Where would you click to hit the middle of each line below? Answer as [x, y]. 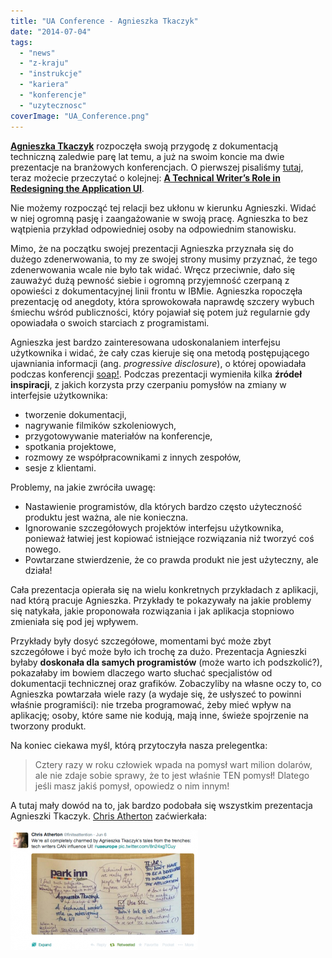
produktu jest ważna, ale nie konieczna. [106, 517]
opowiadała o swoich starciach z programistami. [110, 322]
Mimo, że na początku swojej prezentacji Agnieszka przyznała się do [152, 248]
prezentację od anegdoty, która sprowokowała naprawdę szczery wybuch [162, 301]
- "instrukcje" [51, 74]
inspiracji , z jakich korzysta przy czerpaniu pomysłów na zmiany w [148, 384]
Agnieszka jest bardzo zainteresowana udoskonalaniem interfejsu [145, 342]
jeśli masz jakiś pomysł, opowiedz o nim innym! [132, 786]
